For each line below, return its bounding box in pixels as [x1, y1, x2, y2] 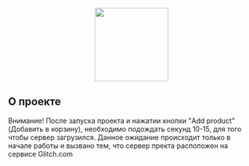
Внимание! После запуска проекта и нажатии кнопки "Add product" [8, 116, 236, 125]
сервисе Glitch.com [8, 149, 73, 158]
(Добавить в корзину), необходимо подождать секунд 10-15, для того [8, 124, 242, 133]
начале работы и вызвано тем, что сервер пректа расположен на [8, 141, 229, 150]
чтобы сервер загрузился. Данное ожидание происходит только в [8, 132, 231, 142]
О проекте [8, 95, 61, 109]
